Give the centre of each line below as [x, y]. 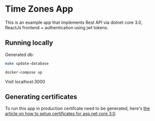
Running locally [29, 43]
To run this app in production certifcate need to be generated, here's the [77, 108]
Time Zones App [39, 9]
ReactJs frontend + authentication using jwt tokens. [57, 27]
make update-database [27, 63]
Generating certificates [41, 96]
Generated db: [19, 54]
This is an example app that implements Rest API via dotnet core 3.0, [74, 22]
